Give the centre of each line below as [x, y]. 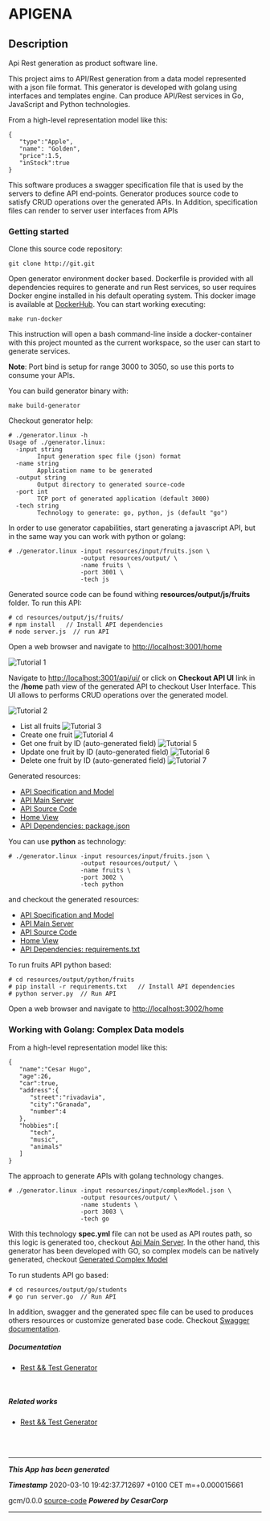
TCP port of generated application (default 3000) [124, 499]
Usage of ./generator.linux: [57, 443]
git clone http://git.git [51, 264]
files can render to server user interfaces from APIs [93, 211]
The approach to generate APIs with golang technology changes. [116, 1175]
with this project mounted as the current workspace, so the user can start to [135, 342]
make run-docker [35, 319]
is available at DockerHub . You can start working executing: [107, 305]
